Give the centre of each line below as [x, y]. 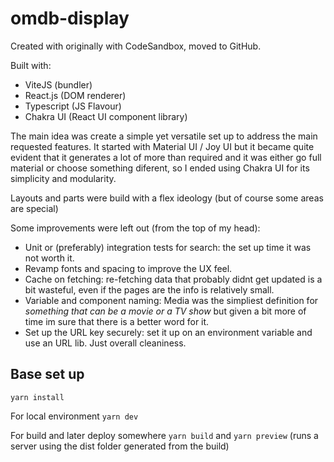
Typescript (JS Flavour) [73, 106]
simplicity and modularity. [63, 178]
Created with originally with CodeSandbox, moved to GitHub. [136, 46]
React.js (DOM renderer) [75, 95]
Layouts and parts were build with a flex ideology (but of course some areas [167, 198]
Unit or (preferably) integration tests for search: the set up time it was [168, 247]
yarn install [37, 397]
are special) [34, 208]
